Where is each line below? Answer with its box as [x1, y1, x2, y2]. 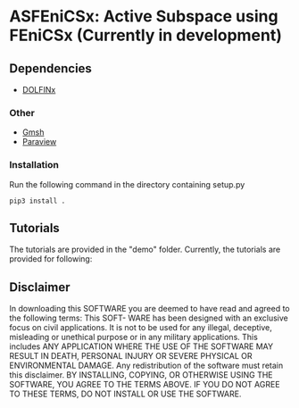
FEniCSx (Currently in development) [9, 25, 283, 46]
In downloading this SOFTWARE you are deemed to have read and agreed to [9, 304, 290, 314]
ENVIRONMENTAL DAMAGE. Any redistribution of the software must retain [9, 360, 284, 371]
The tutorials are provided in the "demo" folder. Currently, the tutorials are [9, 244, 281, 255]
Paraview [21, 137, 57, 147]
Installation [9, 159, 60, 171]
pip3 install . [9, 196, 66, 205]
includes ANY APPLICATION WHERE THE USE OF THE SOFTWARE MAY [9, 341, 274, 352]
